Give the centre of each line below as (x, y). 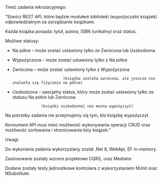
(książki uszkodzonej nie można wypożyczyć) (87, 106)
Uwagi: (12, 139)
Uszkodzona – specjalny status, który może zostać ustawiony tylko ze (83, 92)
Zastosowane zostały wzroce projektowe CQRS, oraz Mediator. (69, 159)
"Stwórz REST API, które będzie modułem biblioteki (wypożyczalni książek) (81, 16)
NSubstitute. (18, 173)
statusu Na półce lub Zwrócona (44, 97)
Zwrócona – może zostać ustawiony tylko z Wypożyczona (71, 69)
